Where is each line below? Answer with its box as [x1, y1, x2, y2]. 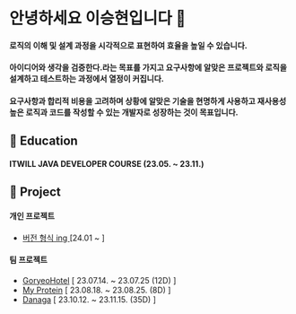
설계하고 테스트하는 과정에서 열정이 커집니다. [9, 74, 164, 84]
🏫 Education [9, 134, 78, 149]
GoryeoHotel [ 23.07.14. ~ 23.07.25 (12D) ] [22, 275, 177, 285]
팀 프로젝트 [9, 255, 48, 266]
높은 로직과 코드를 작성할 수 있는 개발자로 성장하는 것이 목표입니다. [9, 107, 239, 118]
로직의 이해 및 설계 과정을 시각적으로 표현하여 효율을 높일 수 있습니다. [9, 39, 248, 50]
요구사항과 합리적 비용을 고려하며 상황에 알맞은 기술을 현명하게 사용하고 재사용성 [9, 95, 287, 106]
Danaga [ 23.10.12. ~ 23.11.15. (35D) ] [22, 293, 157, 305]
